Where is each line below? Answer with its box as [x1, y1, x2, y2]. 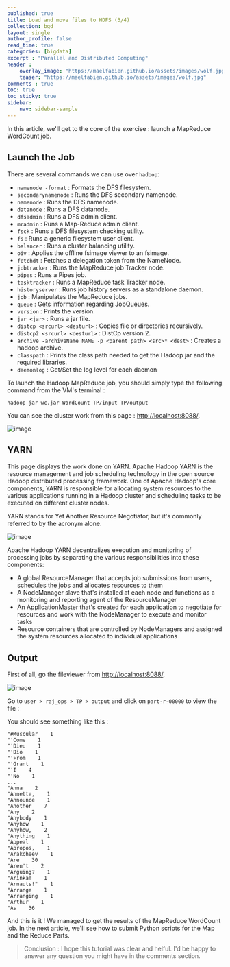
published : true [7, 10, 53, 17]
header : [7, 61, 32, 68]
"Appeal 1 [7, 839, 44, 846]
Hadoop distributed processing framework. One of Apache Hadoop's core [7, 477, 216, 486]
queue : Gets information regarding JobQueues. [16, 300, 150, 308]
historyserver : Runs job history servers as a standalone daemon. [16, 285, 203, 294]
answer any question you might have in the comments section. [23, 952, 201, 960]
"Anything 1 [7, 833, 51, 840]
